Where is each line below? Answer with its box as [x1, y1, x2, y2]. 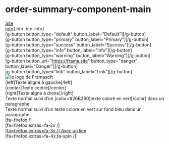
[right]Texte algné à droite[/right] [5, 90, 74, 96]
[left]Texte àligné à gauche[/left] [5, 79, 72, 85]
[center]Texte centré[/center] [5, 84, 67, 90]
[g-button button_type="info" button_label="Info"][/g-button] [5, 47, 132, 53]
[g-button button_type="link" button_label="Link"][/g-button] [5, 68, 133, 74]
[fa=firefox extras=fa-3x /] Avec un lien [5, 127, 87, 133]
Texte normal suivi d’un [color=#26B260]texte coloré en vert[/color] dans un [5, 95, 164, 102]
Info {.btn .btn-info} [5, 25, 44, 31]
